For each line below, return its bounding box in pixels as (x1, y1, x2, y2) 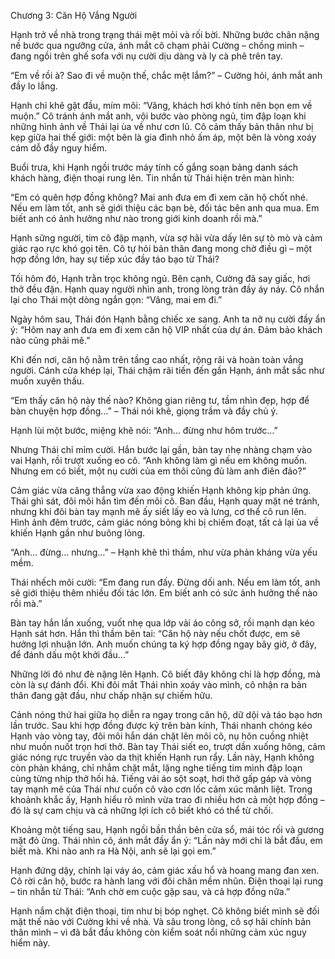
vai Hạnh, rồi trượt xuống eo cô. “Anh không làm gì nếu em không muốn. (10, 455, 308, 466)
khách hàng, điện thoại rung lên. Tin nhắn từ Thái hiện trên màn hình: (10, 172, 295, 184)
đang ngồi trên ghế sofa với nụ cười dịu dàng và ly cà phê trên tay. (10, 50, 283, 62)
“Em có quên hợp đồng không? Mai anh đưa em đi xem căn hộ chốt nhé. (10, 191, 308, 203)
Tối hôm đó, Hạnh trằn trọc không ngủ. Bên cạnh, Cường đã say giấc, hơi (10, 273, 311, 284)
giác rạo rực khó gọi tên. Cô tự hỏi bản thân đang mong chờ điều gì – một (10, 243, 313, 254)
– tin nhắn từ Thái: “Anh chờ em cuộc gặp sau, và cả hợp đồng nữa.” (10, 886, 291, 897)
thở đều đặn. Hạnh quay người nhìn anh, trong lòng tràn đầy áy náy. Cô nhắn (10, 283, 325, 295)
